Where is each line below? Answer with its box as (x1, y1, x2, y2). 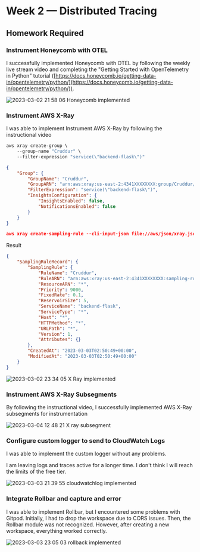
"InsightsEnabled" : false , (37, 198, 105, 204)
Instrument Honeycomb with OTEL (6, 46, 108, 54)
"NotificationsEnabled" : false (37, 203, 116, 210)
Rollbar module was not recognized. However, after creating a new (6, 521, 170, 528)
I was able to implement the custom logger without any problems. (6, 450, 167, 458)
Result (6, 242, 22, 249)
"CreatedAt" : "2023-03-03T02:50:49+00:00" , (27, 348, 137, 354)
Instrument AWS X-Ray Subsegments (6, 390, 117, 398)
